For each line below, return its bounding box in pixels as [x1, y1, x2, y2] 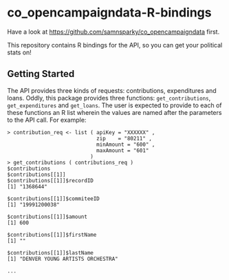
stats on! [7, 48, 32, 56]
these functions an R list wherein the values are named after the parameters [7, 108, 222, 116]
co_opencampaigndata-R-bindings [7, 5, 212, 21]
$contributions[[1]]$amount [7, 213, 88, 220]
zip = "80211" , [96, 135, 153, 142]
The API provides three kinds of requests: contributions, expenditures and [7, 86, 217, 94]
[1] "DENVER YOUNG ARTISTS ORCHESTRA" [7, 255, 118, 262]
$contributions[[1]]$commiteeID [7, 195, 100, 202]
